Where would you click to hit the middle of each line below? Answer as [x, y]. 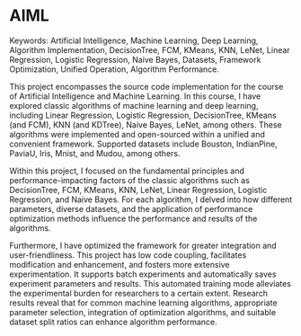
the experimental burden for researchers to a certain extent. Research [138, 293]
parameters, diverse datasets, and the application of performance [131, 208]
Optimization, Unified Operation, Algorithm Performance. [115, 69]
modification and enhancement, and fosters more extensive [120, 264]
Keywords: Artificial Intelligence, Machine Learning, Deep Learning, [134, 40]
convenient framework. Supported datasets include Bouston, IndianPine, [143, 144]
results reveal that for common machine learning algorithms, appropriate [143, 303]
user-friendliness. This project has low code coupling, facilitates [128, 255]
